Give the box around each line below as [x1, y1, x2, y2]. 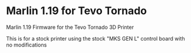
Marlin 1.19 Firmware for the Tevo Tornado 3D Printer [6, 24, 134, 31]
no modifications [6, 41, 47, 48]
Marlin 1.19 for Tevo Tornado [6, 4, 147, 18]
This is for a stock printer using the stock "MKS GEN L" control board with [6, 35, 185, 42]
